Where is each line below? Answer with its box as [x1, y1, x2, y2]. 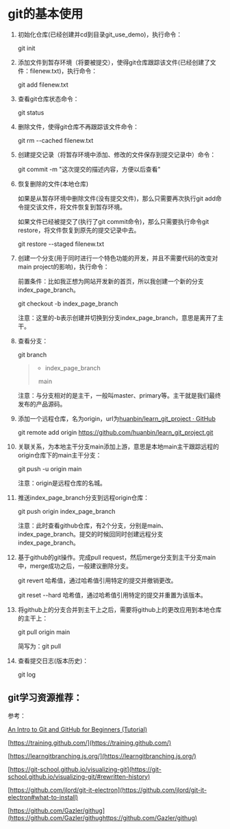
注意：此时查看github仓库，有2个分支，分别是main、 [17, 521, 167, 530]
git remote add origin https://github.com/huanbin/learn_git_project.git [17, 428, 214, 436]
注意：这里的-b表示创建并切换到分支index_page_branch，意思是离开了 [17, 313, 218, 321]
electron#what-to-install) [8, 793, 78, 801]
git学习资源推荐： [8, 692, 83, 704]
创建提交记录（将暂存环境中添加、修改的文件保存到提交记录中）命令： [17, 150, 216, 159]
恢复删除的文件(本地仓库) [17, 179, 89, 188]
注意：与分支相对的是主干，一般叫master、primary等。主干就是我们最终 [17, 391, 222, 399]
